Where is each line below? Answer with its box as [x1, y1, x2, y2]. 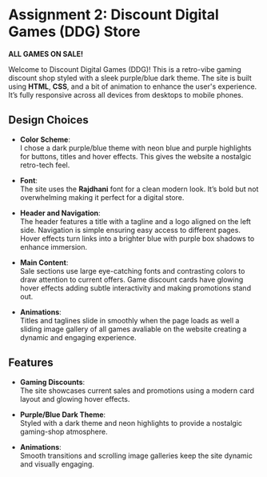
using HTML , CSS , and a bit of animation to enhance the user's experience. [8, 82, 257, 91]
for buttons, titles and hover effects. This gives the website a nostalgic [19, 151, 252, 161]
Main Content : [19, 258, 69, 267]
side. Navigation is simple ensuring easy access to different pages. [19, 225, 241, 234]
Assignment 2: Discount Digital [8, 6, 220, 24]
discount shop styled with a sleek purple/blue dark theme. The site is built [8, 73, 252, 82]
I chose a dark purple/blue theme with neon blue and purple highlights [19, 142, 252, 153]
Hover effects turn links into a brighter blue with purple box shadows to [19, 234, 255, 243]
